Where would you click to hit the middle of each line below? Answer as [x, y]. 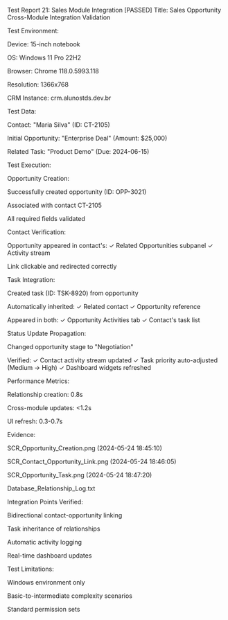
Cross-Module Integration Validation [59, 17]
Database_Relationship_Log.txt [51, 488]
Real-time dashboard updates [50, 556]
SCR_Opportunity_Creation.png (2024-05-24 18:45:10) [85, 448]
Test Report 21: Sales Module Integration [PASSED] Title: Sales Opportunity [114, 10]
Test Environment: [33, 31]
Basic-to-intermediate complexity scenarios [70, 596]
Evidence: [21, 435]
